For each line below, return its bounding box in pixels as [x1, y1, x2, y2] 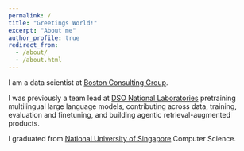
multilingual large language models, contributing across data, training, [8, 101, 237, 111]
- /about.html [15, 56, 62, 64]
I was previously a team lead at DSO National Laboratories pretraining [8, 93, 236, 103]
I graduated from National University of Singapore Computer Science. [8, 134, 237, 143]
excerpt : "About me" [8, 26, 77, 34]
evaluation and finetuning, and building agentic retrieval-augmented [8, 110, 231, 119]
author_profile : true [8, 33, 80, 42]
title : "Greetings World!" [8, 19, 98, 27]
